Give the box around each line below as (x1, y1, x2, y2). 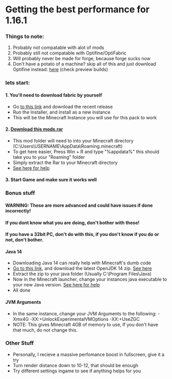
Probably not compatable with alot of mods (12, 45, 104, 51)
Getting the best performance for (5, 4, 150, 15)
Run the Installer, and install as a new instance (12, 109, 110, 115)
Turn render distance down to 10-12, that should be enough (12, 362, 139, 368)
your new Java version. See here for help (12, 282, 100, 288)
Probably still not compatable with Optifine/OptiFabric (12, 50, 127, 56)
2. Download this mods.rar (5, 126, 63, 132)
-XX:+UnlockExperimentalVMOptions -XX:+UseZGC (30, 316, 140, 322)
